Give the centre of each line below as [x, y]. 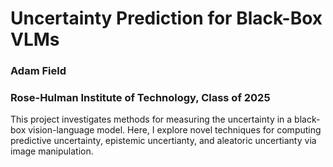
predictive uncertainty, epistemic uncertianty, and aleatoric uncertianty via [163, 141]
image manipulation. [52, 151]
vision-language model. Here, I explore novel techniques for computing [175, 130]
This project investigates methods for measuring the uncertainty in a [151, 119]
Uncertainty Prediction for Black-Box [166, 18]
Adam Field [38, 71]
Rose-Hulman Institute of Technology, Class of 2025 [140, 98]
